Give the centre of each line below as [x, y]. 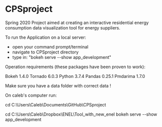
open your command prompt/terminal [50, 47]
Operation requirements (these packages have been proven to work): [75, 67]
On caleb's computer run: [31, 95]
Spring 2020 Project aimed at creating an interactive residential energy [77, 23]
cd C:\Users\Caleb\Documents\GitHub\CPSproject [56, 104]
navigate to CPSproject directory [45, 52]
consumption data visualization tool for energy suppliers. [63, 27]
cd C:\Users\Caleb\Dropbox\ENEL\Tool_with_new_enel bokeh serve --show [81, 114]
